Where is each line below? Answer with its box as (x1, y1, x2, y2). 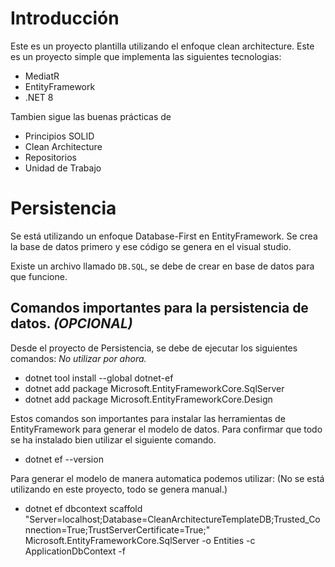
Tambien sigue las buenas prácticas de (10, 110, 172, 122)
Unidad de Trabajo (24, 162, 102, 174)
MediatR (24, 70, 60, 82)
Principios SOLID (24, 130, 95, 142)
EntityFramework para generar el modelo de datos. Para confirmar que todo (10, 423, 323, 435)
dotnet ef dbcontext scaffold (24, 502, 143, 514)
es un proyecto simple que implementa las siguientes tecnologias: (10, 50, 282, 62)
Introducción (10, 7, 120, 30)
